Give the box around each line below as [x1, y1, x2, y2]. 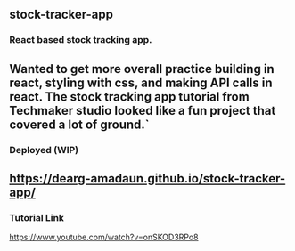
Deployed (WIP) [9, 143, 79, 156]
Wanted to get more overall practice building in [9, 61, 275, 77]
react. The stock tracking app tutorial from [9, 89, 250, 104]
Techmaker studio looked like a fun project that [9, 102, 276, 118]
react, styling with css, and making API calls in [9, 75, 273, 90]
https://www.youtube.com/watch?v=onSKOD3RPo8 [9, 231, 199, 243]
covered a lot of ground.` [9, 117, 150, 132]
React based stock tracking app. [9, 34, 152, 46]
